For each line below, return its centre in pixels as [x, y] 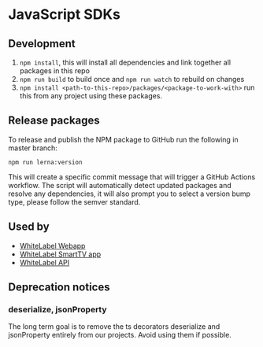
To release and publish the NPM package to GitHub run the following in [123, 139]
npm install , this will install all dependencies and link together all [125, 62]
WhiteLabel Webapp [52, 245]
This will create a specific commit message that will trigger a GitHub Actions [132, 177]
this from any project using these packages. [91, 96]
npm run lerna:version [45, 162]
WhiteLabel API [44, 262]
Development [42, 44]
